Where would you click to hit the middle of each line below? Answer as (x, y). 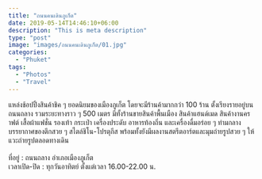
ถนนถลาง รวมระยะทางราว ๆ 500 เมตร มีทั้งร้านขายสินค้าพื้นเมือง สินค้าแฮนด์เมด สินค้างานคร (129, 113)
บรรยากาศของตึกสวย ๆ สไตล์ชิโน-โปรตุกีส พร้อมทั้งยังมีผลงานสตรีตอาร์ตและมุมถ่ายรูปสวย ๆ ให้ (131, 131)
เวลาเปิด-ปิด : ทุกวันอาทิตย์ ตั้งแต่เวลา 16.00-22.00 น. (82, 166)
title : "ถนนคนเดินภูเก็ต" (43, 15)
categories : (28, 52)
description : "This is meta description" (78, 30)
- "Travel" (33, 82)
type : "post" (30, 38)
